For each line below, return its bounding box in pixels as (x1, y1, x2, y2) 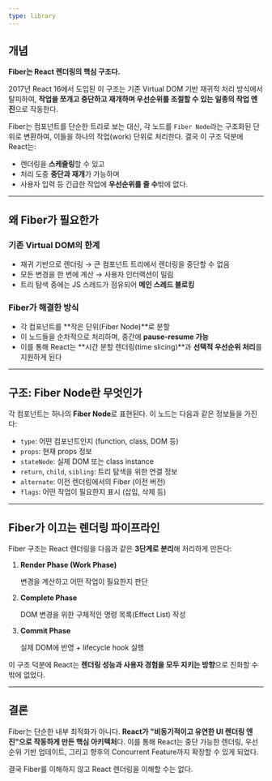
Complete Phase (19, 593, 78, 603)
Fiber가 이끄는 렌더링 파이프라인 (8, 521, 160, 534)
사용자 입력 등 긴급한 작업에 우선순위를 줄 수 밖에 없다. (19, 179, 189, 189)
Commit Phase (19, 626, 71, 636)
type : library (8, 11, 57, 20)
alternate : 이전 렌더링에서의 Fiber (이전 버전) (19, 477, 166, 487)
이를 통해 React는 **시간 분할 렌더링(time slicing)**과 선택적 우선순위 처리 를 (19, 342, 262, 352)
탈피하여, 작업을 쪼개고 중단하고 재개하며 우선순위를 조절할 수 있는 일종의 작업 (8, 94, 249, 104)
